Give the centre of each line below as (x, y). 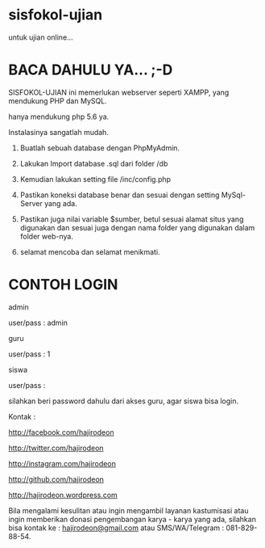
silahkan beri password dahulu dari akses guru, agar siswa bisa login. (124, 401)
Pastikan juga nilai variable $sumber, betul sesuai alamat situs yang (132, 219)
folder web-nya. (47, 236)
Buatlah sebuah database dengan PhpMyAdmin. (99, 148)
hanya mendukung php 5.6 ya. (59, 116)
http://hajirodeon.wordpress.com (63, 495)
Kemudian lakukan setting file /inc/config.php (95, 179)
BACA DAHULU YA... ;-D (91, 70)
